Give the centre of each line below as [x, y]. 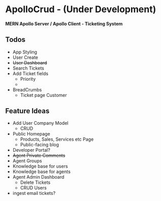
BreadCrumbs [27, 89]
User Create [25, 57]
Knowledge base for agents [42, 172]
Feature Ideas [27, 111]
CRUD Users [33, 188]
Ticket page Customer [43, 95]
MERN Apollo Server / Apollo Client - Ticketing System [64, 23]
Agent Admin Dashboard [38, 177]
